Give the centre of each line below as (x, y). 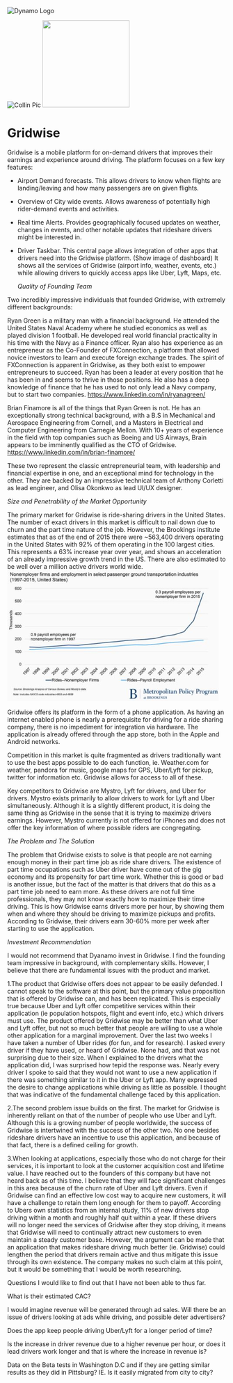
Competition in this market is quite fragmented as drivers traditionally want (114, 755)
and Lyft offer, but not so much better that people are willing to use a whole (115, 1028)
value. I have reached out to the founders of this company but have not (109, 1173)
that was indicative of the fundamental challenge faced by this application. (114, 1094)
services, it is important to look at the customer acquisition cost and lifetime (116, 1165)
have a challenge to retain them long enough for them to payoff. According (114, 1202)
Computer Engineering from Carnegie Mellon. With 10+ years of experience (115, 430)
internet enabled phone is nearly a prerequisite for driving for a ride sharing (115, 719)
